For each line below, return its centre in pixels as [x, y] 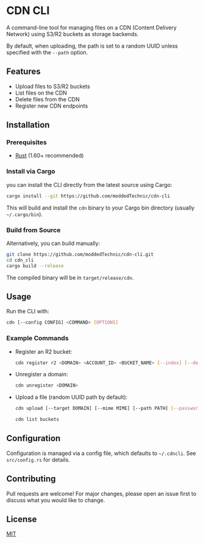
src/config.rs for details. [38, 459]
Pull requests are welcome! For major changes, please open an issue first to [101, 494]
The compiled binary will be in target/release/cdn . [70, 277]
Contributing [31, 479]
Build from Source [33, 230]
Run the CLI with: [28, 312]
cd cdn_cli [20, 260]
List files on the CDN [41, 93]
